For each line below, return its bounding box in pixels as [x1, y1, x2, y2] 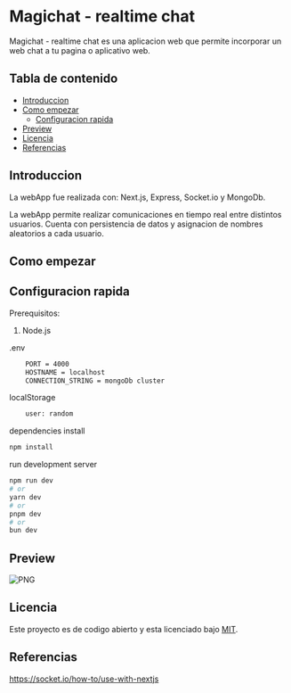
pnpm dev [9, 509, 42, 518]
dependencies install [9, 425, 85, 436]
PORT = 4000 [25, 359, 69, 368]
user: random [25, 409, 74, 418]
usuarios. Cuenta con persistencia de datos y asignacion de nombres [9, 219, 263, 229]
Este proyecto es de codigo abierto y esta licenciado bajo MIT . [9, 623, 238, 634]
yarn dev [9, 492, 42, 501]
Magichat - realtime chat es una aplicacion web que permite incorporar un [9, 36, 282, 46]
